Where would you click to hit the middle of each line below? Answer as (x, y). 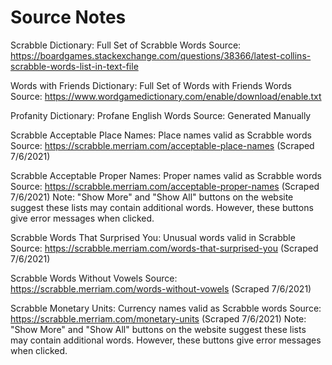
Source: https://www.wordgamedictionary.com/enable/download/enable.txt (166, 96)
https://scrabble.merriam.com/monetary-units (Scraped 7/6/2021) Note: (158, 318)
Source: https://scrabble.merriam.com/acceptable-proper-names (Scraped (165, 186)
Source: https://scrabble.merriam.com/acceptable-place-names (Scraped (162, 145)
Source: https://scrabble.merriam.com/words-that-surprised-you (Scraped (164, 248)
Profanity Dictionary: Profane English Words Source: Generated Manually (161, 115)
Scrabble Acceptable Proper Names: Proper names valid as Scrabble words (166, 175)
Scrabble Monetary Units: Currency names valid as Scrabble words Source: (166, 308)
